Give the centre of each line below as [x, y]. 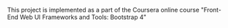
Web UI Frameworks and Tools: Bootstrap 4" [83, 17]
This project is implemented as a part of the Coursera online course [103, 10]
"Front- [211, 10]
